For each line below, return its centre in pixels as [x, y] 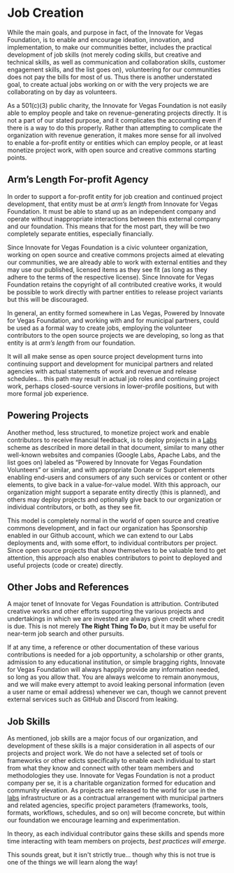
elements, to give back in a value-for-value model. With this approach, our [114, 484]
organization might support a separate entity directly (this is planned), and [114, 492]
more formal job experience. [48, 393]
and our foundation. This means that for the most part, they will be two [109, 226]
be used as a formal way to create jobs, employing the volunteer [100, 328]
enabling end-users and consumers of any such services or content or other [117, 477]
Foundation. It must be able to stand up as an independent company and [112, 211]
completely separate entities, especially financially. [80, 233]
